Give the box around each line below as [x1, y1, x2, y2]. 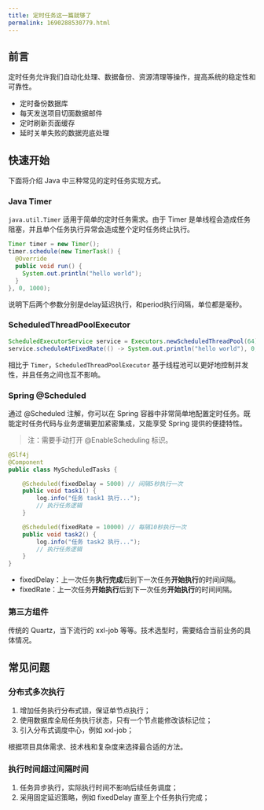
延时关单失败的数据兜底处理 [19, 128, 110, 138]
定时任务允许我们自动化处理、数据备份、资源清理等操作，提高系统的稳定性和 [8, 72, 256, 82]
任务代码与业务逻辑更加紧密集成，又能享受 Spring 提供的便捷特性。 [28, 418, 247, 428]
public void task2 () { [22, 530, 97, 539]
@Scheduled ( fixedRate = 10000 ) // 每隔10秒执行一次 [22, 523, 187, 531]
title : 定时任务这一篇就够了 [8, 11, 92, 20]
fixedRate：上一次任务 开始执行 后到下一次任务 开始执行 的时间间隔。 [19, 585, 236, 595]
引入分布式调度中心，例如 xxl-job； [19, 725, 134, 735]
